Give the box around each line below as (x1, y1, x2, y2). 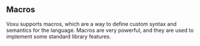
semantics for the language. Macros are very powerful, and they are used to (6, 27, 194, 34)
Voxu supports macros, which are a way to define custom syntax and (6, 20, 177, 27)
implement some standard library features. (6, 32, 111, 40)
